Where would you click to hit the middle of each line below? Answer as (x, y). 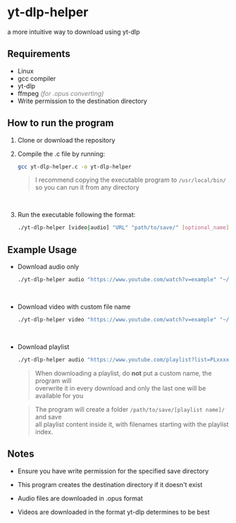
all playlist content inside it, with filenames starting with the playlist (132, 424)
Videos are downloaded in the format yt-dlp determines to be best (113, 512)
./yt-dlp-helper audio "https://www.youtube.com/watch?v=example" (117, 280)
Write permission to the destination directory (82, 101)
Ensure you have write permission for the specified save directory (113, 471)
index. (44, 431)
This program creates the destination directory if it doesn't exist (110, 484)
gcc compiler (37, 78)
